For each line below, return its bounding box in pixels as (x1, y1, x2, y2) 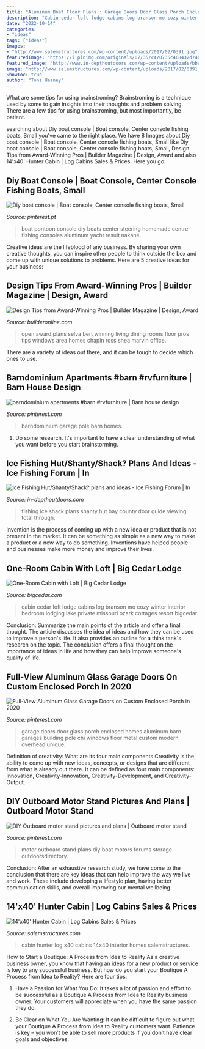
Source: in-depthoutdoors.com (6, 496, 84, 503)
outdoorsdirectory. (21, 852, 68, 859)
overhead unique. (21, 741, 66, 748)
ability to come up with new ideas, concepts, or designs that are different (6, 759, 190, 766)
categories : (6, 26, 37, 32)
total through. (21, 514, 56, 522)
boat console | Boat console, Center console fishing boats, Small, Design (6, 145, 190, 152)
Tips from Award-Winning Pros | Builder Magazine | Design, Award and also (6, 151, 196, 159)
